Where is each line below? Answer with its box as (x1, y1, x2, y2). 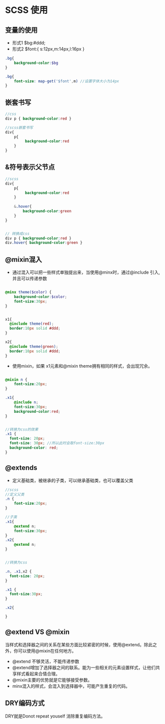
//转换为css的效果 (5, 427, 38, 432)
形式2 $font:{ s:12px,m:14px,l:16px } (12, 46, 85, 52)
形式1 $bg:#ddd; (12, 40, 46, 46)
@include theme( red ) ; (9, 321, 54, 327)
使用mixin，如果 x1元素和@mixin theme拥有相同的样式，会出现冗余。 (12, 363, 153, 369)
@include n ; (14, 400, 38, 405)
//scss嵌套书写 (5, 125, 33, 130)
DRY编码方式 (5, 699, 45, 708)
